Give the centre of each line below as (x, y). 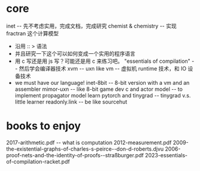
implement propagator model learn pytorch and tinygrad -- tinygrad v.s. (103, 95)
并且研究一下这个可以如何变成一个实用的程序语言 (75, 53)
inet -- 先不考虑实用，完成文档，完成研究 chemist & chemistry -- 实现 (92, 26)
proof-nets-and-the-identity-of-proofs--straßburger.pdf (75, 155)
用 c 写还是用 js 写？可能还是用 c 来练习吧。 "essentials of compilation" (103, 61)
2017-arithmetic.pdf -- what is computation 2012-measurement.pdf (89, 142)
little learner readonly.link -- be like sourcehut (71, 102)
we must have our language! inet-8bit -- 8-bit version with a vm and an (102, 83)
